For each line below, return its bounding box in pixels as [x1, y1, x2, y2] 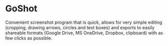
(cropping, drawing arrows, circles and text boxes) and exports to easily [5, 24, 155, 30]
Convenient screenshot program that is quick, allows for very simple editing [5, 19, 162, 25]
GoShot [5, 3, 38, 14]
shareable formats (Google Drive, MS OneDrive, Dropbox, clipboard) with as [5, 30, 163, 36]
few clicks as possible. [5, 35, 52, 41]
